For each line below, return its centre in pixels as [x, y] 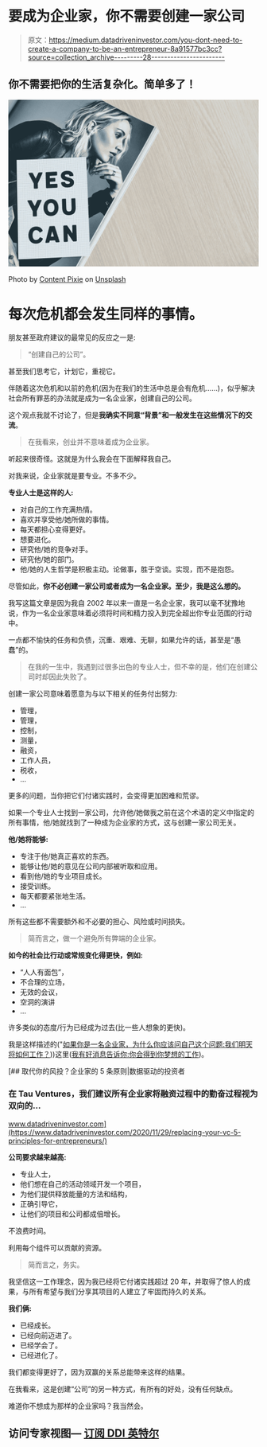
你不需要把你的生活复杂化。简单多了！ [102, 84]
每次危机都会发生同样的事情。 [106, 314]
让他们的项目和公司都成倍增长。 [72, 1214]
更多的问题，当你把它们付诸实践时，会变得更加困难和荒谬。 [106, 796]
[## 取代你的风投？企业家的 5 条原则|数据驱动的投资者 [97, 1071]
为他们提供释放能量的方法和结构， [75, 1194]
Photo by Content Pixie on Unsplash [67, 279]
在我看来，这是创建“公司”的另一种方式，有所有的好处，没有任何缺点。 [123, 1389]
